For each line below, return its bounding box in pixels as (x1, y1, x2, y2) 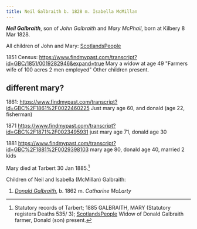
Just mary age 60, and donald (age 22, (90, 105, 185, 112)
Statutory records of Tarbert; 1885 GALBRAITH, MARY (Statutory (14, 204, 171, 211)
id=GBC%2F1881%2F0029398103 (6, 146, 89, 153)
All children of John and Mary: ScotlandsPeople (6, 42, 121, 49)
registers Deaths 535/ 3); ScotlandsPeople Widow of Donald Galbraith (14, 210, 184, 217)
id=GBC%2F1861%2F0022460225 (6, 105, 90, 112)
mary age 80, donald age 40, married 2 (90, 146, 185, 153)
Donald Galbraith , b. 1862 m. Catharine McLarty (14, 187, 132, 194)
